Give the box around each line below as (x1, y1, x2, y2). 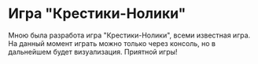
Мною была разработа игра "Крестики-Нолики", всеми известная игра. (8, 30, 251, 40)
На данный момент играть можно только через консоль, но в (8, 38, 216, 48)
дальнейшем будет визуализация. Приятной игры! (8, 47, 179, 56)
